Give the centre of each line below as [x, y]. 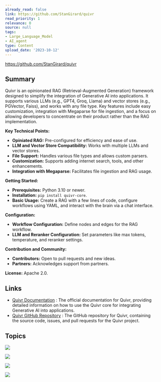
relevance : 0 [18, 23]
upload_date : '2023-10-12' [32, 50]
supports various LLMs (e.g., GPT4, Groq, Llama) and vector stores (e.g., [78, 101]
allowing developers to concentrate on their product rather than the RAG [77, 116]
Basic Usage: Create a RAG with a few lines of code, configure [75, 200]
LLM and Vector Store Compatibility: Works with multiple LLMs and [80, 145]
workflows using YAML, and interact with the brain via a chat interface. [83, 206]
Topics [16, 336]
